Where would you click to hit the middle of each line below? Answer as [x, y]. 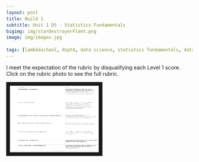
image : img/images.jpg [34, 38]
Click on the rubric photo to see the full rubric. [62, 73]
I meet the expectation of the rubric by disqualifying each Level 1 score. [93, 67]
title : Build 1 [25, 19]
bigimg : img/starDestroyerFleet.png [51, 31]
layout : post [22, 12]
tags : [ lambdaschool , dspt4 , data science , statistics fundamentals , [94, 50]
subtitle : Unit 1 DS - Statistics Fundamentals [66, 25]
